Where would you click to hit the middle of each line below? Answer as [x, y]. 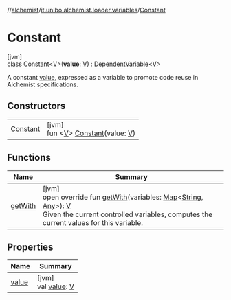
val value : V [55, 286]
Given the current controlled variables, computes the [128, 214]
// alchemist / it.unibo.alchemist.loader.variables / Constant [87, 10]
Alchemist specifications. [43, 84]
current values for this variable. [92, 222]
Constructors [36, 106]
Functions [29, 158]
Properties [30, 247]
